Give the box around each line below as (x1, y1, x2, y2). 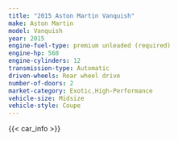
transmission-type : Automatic (8, 64, 110, 73)
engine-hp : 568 (8, 49, 60, 57)
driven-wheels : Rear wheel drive (8, 72, 121, 80)
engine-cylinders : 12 (8, 57, 81, 65)
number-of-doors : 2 (8, 79, 74, 87)
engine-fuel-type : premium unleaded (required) (8, 42, 172, 50)
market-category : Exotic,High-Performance (8, 86, 153, 95)
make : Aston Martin (8, 19, 74, 27)
